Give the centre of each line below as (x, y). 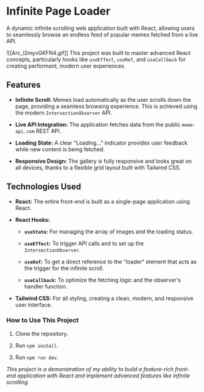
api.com (25, 131)
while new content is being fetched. (60, 149)
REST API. (48, 131)
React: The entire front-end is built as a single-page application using (103, 201)
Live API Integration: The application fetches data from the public (98, 124)
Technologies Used (44, 187)
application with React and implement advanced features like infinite (104, 376)
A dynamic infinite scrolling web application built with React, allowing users (100, 28)
